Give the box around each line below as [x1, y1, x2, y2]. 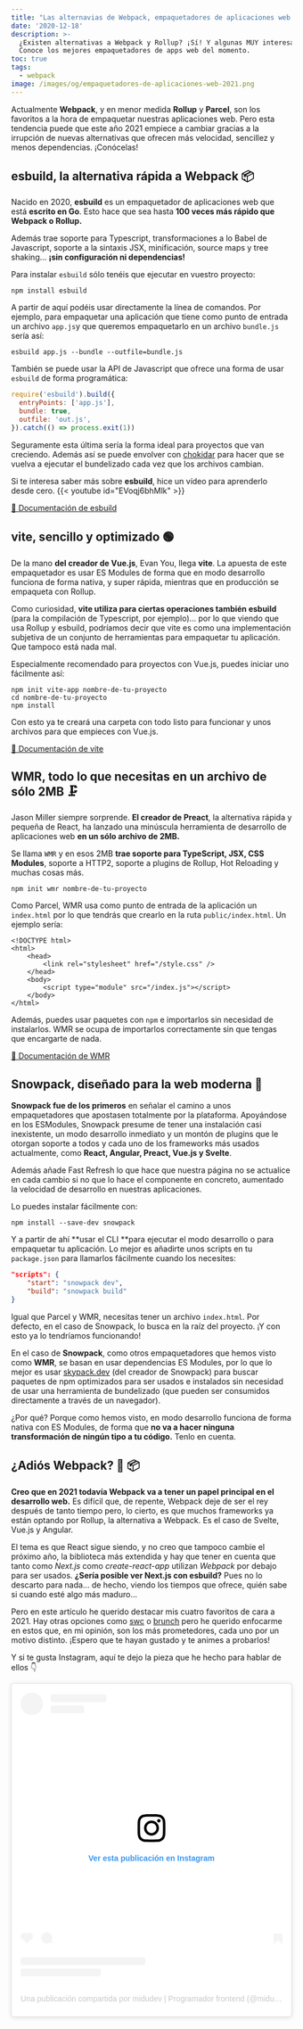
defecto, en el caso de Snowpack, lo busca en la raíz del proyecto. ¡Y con [11, 1321, 281, 1332]
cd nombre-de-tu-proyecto [11, 693, 107, 702]
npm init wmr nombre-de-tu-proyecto [11, 885, 147, 894]
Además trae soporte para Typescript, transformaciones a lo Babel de [11, 233, 267, 243]
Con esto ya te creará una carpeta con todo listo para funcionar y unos [11, 716, 272, 727]
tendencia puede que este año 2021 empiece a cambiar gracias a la [11, 122, 259, 134]
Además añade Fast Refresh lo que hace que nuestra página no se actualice [11, 1165, 291, 1175]
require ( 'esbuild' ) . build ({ [11, 390, 116, 400]
